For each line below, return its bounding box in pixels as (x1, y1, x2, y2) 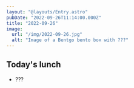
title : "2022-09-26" (6, 20, 59, 26)
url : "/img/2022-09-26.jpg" (12, 32, 83, 38)
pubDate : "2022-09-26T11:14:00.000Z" (6, 15, 102, 21)
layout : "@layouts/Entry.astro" (6, 8, 88, 15)
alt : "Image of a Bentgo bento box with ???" (12, 37, 129, 43)
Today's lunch (6, 59, 61, 70)
